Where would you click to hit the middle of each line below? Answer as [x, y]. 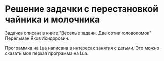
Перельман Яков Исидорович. [37, 38]
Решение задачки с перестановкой [82, 9]
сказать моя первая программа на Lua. [47, 53]
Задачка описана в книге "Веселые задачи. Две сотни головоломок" [78, 33]
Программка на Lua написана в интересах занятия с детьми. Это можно [82, 48]
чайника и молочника [53, 19]
